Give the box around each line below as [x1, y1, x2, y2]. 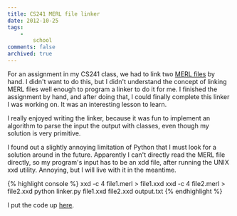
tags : [7, 24, 23, 31]
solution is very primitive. [7, 129, 81, 138]
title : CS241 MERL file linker [7, 10, 100, 18]
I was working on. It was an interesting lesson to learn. [7, 100, 167, 108]
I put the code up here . [7, 200, 75, 209]
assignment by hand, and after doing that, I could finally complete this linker [7, 92, 230, 101]
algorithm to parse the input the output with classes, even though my [7, 121, 210, 130]
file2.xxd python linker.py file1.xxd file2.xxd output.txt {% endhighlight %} [7, 187, 223, 195]
